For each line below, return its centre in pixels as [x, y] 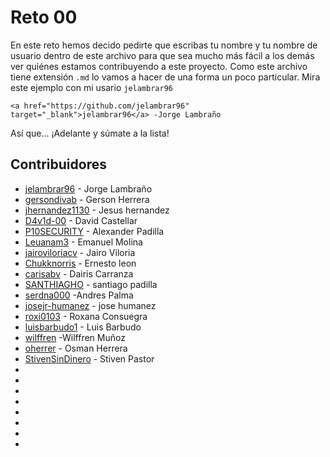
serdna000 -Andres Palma [79, 295]
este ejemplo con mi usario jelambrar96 [91, 87]
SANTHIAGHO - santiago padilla [91, 284]
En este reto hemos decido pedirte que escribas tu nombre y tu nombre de [164, 45]
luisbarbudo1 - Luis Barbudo [83, 327]
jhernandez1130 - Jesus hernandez [97, 210]
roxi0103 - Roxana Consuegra [86, 316]
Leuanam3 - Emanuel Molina [83, 242]
